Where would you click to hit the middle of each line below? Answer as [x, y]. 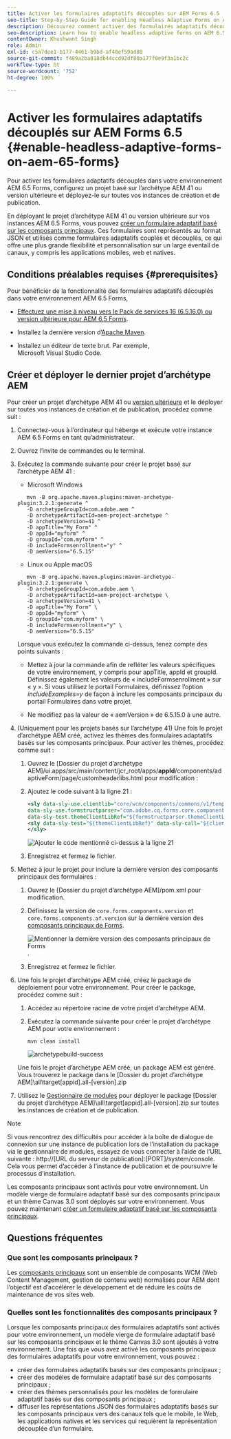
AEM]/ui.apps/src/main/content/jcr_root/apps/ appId [101, 770]
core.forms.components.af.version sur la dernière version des [115, 918]
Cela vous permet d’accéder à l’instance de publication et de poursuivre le [112, 1166]
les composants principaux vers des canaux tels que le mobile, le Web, [118, 1414]
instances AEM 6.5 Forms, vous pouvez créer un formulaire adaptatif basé [112, 223]
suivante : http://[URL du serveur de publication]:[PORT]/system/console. [111, 1159]
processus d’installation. [42, 1174]
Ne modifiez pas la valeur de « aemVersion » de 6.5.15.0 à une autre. [124, 715]
